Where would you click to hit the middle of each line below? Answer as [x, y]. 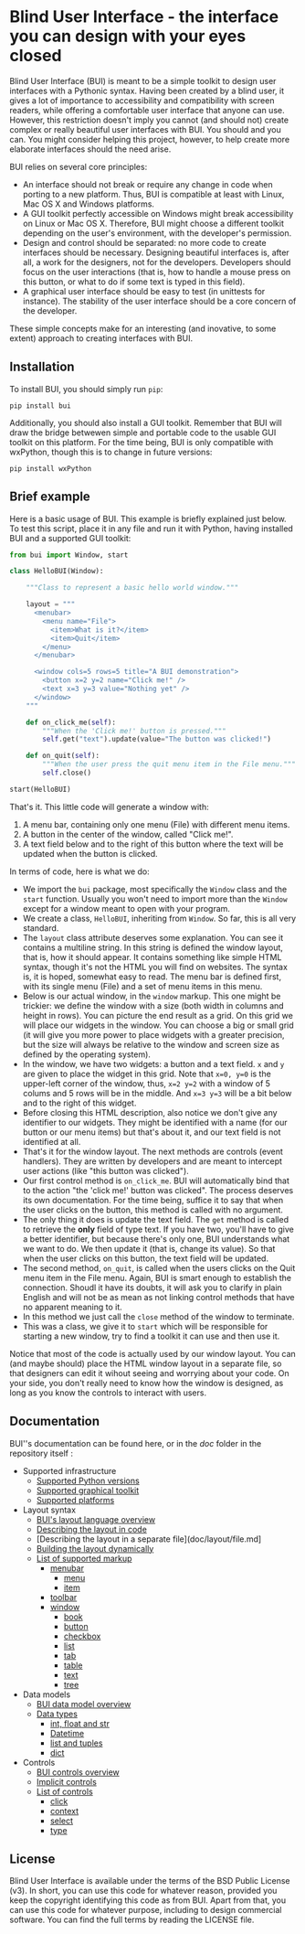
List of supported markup [84, 1558]
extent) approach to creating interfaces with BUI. [101, 338]
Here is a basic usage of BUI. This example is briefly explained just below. [148, 518]
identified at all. [52, 1141]
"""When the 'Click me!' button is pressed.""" [134, 731]
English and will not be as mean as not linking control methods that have [158, 1297]
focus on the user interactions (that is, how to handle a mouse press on [157, 272]
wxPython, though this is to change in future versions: [111, 452]
